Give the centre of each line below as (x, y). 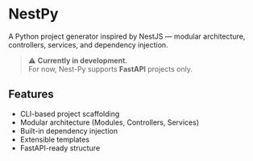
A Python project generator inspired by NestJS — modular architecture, (127, 36)
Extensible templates (55, 139)
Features (31, 95)
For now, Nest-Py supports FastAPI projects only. (110, 68)
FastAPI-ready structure (60, 148)
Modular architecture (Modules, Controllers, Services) (110, 122)
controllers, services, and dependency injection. (88, 44)
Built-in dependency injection (69, 130)
